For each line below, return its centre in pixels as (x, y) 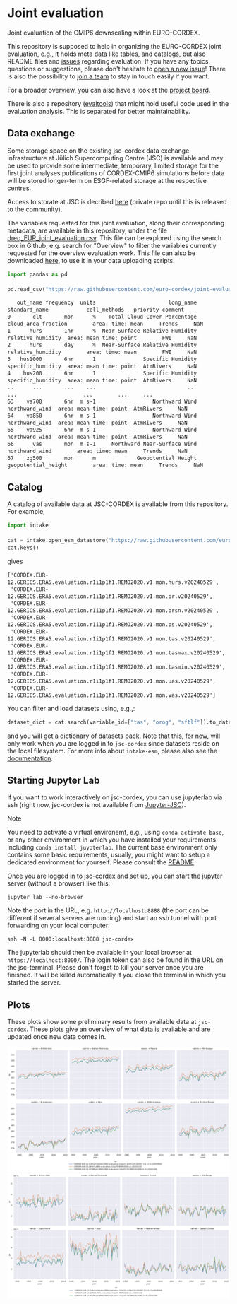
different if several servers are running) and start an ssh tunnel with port (112, 918)
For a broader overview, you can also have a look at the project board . (109, 90)
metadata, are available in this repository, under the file (87, 230)
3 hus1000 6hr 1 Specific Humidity (102, 359)
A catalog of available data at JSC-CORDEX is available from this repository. (118, 504)
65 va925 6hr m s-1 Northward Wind (102, 430)
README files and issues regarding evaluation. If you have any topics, (109, 61)
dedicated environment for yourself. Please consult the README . (102, 862)
